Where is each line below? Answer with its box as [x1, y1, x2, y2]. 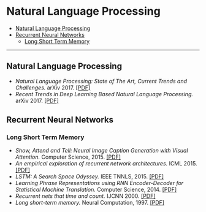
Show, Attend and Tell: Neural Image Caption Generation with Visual [15, 147, 188, 154]
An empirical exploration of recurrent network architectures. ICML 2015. [15, 160, 197, 167]
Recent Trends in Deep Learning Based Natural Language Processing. [15, 90, 193, 97]
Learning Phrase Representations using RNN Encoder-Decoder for [15, 180, 184, 187]
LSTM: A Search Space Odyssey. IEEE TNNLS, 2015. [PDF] [15, 173, 164, 180]
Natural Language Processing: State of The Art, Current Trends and [15, 77, 188, 85]
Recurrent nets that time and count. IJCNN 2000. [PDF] [15, 192, 156, 200]
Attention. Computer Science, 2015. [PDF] [15, 153, 121, 161]
